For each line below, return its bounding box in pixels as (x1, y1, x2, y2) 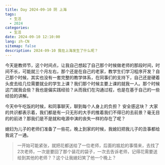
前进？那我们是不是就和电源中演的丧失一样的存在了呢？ (13, 116, 126, 121)
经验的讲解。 (5, 93, 31, 98)
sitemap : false (5, 44, 36, 48)
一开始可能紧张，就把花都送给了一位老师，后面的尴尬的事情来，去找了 (17, 142, 160, 148)
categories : (5, 25, 29, 30)
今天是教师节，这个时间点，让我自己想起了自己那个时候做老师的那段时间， (5, 62, 156, 68)
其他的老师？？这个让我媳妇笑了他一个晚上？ (26, 155, 116, 161)
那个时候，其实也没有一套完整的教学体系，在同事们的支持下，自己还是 (9, 74, 151, 80)
